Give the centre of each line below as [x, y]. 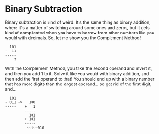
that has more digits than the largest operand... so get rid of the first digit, [78, 84]
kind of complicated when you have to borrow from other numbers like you [80, 33]
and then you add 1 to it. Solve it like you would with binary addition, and [77, 73]
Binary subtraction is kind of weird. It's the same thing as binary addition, [78, 22]
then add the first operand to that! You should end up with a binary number [80, 79]
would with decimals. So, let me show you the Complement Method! [73, 38]
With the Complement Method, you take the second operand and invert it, [79, 68]
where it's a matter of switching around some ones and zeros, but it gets [78, 27]
